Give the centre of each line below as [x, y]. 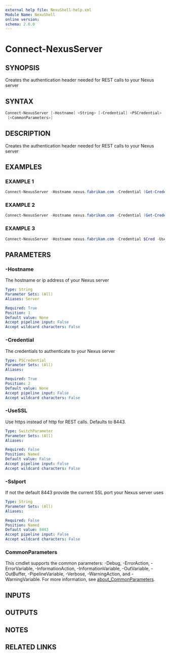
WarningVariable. [23, 579]
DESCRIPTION [28, 134]
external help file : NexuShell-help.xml [49, 10]
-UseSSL [16, 411]
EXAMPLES [24, 167]
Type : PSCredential [26, 360]
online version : [22, 19]
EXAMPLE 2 [20, 205]
